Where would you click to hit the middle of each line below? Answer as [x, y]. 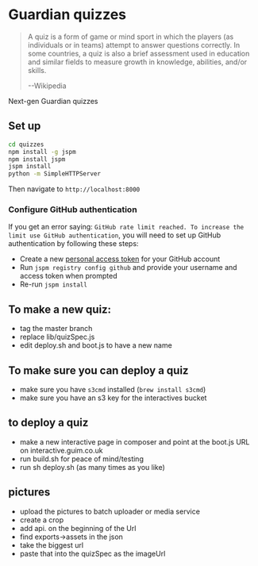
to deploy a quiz [48, 423]
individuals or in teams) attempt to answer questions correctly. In [134, 44]
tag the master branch [56, 329]
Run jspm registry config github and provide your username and [128, 268]
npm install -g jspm [42, 152]
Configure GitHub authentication [73, 210]
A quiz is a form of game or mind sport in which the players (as [131, 37]
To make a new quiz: [60, 309]
